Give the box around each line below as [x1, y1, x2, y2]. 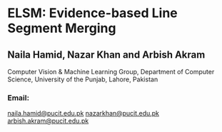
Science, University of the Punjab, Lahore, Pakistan [7, 75, 158, 83]
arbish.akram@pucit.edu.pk [7, 116, 89, 126]
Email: [7, 93, 30, 103]
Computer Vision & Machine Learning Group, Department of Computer [7, 68, 215, 76]
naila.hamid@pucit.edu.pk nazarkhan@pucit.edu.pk [7, 109, 159, 118]
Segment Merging [7, 20, 116, 36]
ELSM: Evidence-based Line [7, 5, 178, 21]
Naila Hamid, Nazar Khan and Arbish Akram [7, 49, 206, 61]
